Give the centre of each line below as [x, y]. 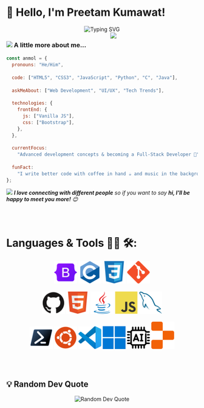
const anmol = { [27, 58]
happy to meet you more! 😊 [42, 199]
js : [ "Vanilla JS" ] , [48, 116]
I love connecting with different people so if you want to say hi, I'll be [102, 192]
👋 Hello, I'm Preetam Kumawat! [86, 12]
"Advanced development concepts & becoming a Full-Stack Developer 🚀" [108, 154]
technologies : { [32, 103]
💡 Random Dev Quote [48, 385]
